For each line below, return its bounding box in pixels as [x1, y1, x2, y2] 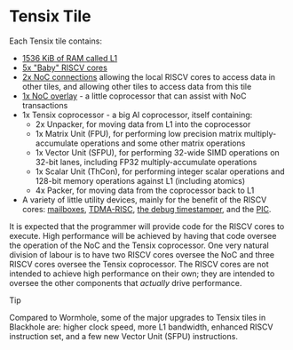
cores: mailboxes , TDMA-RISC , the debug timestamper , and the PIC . [21, 203, 272, 214]
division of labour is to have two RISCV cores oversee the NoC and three [9, 249, 275, 259]
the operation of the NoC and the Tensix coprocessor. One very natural [9, 240, 269, 251]
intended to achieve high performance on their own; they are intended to [9, 268, 275, 279]
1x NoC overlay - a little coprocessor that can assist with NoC [21, 91, 247, 101]
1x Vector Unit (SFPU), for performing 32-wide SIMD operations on [35, 147, 280, 157]
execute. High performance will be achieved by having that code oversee [9, 230, 277, 241]
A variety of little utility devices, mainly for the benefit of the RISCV [21, 194, 267, 205]
